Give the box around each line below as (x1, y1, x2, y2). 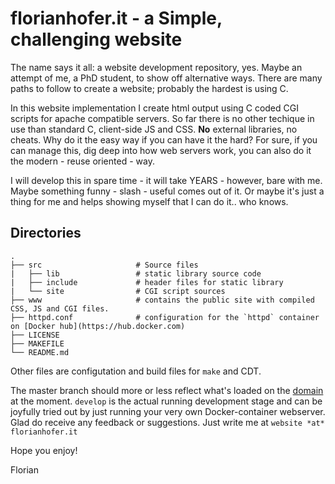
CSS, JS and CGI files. (10, 303, 110, 314)
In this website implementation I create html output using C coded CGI (10, 102, 299, 114)
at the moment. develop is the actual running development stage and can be (10, 395, 323, 407)
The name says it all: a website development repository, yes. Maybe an (10, 61, 303, 73)
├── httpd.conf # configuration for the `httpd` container (10, 312, 320, 322)
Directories (10, 225, 82, 242)
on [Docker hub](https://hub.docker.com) (10, 321, 186, 331)
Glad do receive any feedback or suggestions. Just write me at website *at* (10, 416, 325, 428)
